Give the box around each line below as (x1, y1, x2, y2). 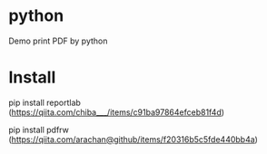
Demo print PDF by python (8, 35, 108, 46)
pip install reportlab (8, 97, 81, 108)
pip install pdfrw (8, 124, 69, 135)
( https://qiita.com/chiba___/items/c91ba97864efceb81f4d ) (8, 106, 224, 118)
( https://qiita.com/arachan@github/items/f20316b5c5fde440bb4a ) (8, 133, 258, 145)
